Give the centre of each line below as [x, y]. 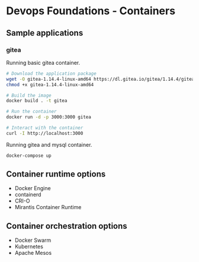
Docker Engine [33, 188]
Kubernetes [29, 247]
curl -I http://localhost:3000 [45, 133]
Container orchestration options [67, 226]
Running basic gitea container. [43, 62]
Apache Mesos [33, 253]
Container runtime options [56, 174]
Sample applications [45, 33]
